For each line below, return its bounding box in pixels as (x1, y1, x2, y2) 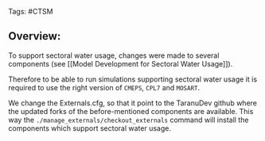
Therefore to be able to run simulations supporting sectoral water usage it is (8, 74, 257, 84)
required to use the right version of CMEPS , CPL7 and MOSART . (8, 82, 201, 92)
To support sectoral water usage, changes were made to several (8, 51, 220, 60)
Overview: (8, 29, 61, 43)
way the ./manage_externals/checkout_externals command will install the (8, 115, 249, 124)
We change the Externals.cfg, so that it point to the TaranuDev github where (8, 98, 257, 108)
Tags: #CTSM (8, 7, 53, 16)
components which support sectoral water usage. (8, 123, 171, 133)
